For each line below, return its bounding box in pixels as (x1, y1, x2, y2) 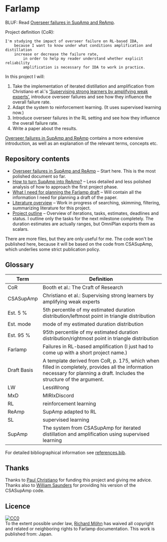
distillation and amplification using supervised (42, 431, 150, 438)
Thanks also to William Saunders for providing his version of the (5, 482, 136, 488)
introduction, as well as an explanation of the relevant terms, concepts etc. (5, 140, 158, 146)
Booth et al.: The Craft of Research (42, 284, 123, 291)
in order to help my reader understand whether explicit (23, 56, 143, 61)
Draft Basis (7, 366, 33, 373)
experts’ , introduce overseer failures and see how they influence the (12, 93, 152, 99)
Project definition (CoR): (5, 29, 55, 35)
